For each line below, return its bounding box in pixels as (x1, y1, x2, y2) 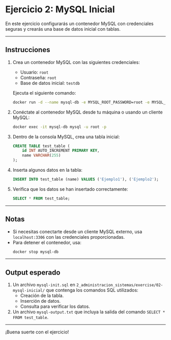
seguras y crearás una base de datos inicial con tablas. (5, 26, 121, 32)
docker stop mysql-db (12, 249, 59, 254)
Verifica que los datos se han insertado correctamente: (12, 186, 128, 192)
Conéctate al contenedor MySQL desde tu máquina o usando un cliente (12, 109, 163, 115)
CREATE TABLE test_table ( (12, 143, 70, 149)
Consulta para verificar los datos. (20, 303, 90, 310)
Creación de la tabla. (20, 292, 64, 299)
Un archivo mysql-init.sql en (12, 282, 75, 288)
